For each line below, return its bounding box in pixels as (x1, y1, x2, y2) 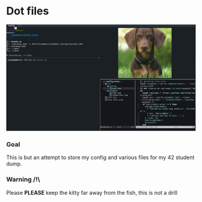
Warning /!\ (6, 176, 40, 184)
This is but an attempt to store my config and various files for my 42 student (6, 154, 195, 161)
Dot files (6, 4, 49, 18)
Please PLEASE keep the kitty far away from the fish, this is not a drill (6, 189, 178, 196)
